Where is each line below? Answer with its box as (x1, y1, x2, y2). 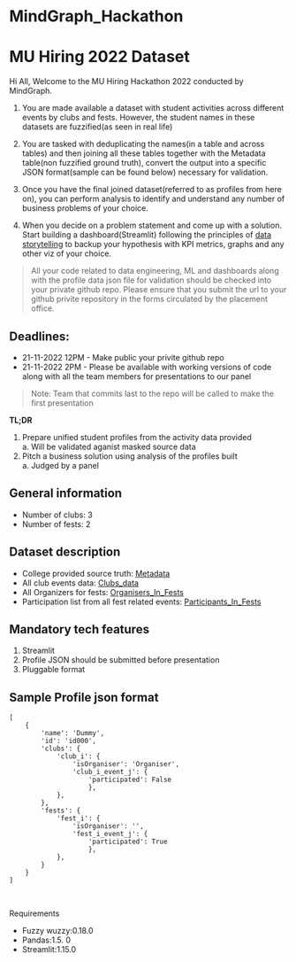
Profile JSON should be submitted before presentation (21, 655, 220, 665)
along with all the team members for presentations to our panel (21, 370, 252, 382)
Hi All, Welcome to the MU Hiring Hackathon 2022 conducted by (9, 76, 245, 87)
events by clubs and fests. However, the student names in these (21, 112, 255, 123)
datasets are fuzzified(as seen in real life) (21, 121, 173, 132)
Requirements (9, 908, 60, 919)
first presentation (30, 397, 95, 408)
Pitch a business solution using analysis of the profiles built (21, 450, 239, 462)
